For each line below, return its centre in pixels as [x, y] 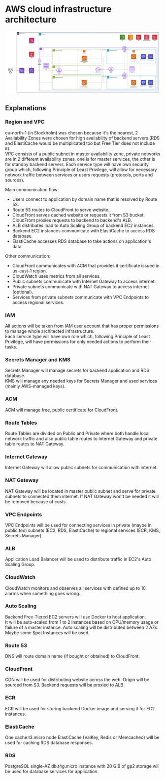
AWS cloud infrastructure [58, 9]
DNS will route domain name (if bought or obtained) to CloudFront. [73, 656]
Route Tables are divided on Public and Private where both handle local [77, 433]
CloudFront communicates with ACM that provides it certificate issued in [86, 265]
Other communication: [28, 256]
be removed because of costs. [36, 501]
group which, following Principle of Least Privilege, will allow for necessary [81, 170]
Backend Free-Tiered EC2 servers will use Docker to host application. [76, 617]
